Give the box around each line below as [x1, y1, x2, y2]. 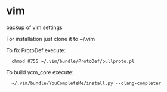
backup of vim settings [6, 24, 63, 31]
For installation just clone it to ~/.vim [6, 35, 95, 42]
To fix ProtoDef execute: [6, 46, 66, 54]
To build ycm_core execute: [6, 68, 74, 75]
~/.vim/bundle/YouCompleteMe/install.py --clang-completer [11, 80, 162, 86]
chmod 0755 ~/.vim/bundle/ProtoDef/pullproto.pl [11, 58, 135, 64]
